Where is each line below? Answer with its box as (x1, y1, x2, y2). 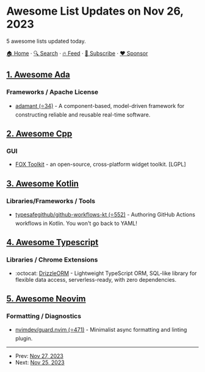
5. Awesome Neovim (6, 294, 87, 304)
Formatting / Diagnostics (6, 312, 81, 320)
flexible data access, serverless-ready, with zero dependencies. (15, 276, 177, 283)
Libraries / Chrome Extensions (6, 256, 98, 264)
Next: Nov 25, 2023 (15, 359, 65, 367)
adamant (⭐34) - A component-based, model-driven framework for (15, 102, 185, 109)
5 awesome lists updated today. (6, 37, 87, 45)
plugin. (15, 335, 33, 342)
